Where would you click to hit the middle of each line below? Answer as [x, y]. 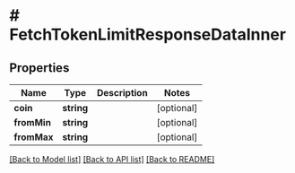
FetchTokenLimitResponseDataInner [148, 35]
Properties [39, 68]
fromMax [34, 137]
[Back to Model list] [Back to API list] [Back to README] [112, 159]
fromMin [33, 122]
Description [122, 93]
